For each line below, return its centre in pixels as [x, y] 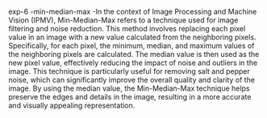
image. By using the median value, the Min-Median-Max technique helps [129, 88]
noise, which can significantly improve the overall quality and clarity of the [132, 80]
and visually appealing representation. [72, 105]
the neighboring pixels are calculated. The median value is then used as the [134, 54]
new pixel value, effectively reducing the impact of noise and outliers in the [133, 63]
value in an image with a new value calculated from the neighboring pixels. [132, 37]
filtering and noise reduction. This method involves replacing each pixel [127, 28]
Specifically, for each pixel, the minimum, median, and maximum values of [131, 46]
